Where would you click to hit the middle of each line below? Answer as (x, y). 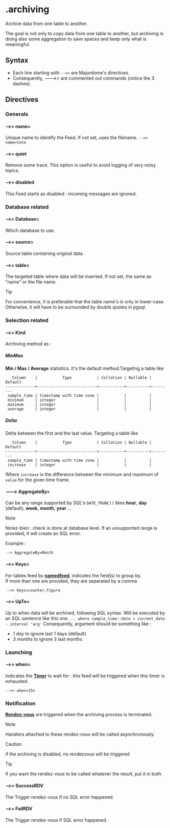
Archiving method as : (28, 344)
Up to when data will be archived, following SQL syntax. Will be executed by (85, 613)
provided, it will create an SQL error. (43, 534)
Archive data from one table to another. (46, 23)
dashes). (22, 83)
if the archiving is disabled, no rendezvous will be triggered (68, 754)
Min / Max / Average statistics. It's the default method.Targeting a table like (85, 368)
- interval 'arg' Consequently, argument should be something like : (78, 624)
